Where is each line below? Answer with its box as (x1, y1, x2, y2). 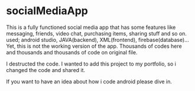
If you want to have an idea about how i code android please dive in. (6, 78, 173, 85)
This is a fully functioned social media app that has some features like (6, 24, 176, 31)
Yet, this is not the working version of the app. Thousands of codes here (6, 43, 182, 50)
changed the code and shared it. (6, 66, 86, 73)
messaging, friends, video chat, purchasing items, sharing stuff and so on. (6, 30, 187, 37)
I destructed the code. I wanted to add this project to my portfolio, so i (6, 60, 176, 67)
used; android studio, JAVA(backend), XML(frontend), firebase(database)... (6, 36, 189, 43)
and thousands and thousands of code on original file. (6, 48, 138, 56)
